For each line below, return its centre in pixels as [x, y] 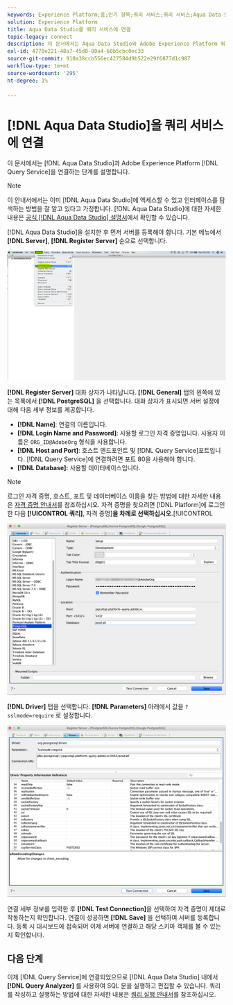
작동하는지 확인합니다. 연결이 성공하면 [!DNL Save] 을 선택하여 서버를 [102, 917]
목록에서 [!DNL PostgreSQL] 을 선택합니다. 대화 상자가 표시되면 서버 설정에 [117, 401]
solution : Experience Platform [52, 22]
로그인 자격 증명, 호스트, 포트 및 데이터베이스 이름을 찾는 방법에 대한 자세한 [108, 496]
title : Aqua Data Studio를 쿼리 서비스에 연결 [69, 29]
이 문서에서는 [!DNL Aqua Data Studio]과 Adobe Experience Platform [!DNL [113, 163]
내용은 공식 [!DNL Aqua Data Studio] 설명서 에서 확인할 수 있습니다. [99, 217]
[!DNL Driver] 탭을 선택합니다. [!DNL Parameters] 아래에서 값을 [95, 707]
